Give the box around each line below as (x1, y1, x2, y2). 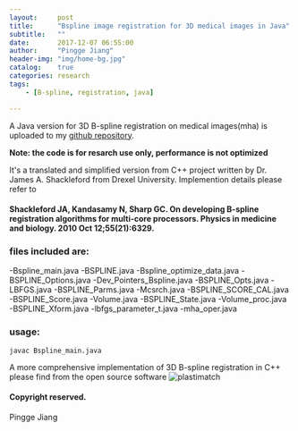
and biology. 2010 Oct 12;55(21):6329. (9, 223, 155, 233)
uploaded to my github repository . (9, 130, 134, 140)
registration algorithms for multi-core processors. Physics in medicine (9, 214, 277, 224)
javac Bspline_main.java (9, 346, 102, 355)
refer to (9, 183, 38, 194)
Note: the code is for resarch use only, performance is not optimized (9, 147, 268, 157)
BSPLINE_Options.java (9, 275, 91, 286)
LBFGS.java (9, 284, 52, 295)
